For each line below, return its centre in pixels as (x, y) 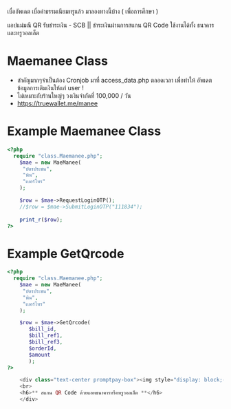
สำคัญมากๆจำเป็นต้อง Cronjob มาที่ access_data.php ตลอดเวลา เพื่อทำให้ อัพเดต (114, 80)
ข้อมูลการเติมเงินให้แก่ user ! (51, 87)
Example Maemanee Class (84, 131)
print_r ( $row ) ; (41, 220)
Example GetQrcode (66, 254)
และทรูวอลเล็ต (23, 33)
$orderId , (43, 348)
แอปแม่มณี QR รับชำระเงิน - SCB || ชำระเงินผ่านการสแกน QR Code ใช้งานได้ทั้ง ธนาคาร (111, 25)
